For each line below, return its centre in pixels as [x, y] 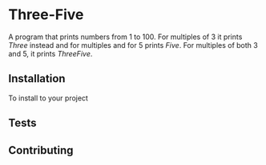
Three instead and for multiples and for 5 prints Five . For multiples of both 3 [133, 45]
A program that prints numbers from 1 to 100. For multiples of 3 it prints [125, 37]
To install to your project [48, 98]
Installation [37, 79]
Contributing [41, 150]
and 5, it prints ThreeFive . [50, 53]
